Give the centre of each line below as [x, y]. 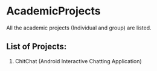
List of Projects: [37, 47]
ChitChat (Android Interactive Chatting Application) [78, 61]
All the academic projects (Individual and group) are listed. [79, 28]
